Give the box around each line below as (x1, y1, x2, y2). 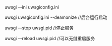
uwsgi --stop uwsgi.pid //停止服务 (4, 25, 74, 31)
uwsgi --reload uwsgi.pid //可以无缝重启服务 (4, 36, 95, 41)
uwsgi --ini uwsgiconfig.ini (4, 4, 59, 10)
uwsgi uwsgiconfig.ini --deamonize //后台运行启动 (4, 14, 108, 20)
